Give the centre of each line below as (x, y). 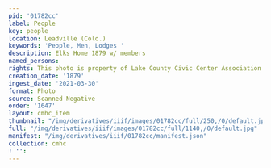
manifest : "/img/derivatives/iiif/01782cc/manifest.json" (108, 136)
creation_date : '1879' (46, 76)
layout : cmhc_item (39, 114)
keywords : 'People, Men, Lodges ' (67, 46)
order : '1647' (32, 106)
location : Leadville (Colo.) (57, 38)
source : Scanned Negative (52, 99)
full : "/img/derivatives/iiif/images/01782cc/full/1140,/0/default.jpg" (133, 128)
